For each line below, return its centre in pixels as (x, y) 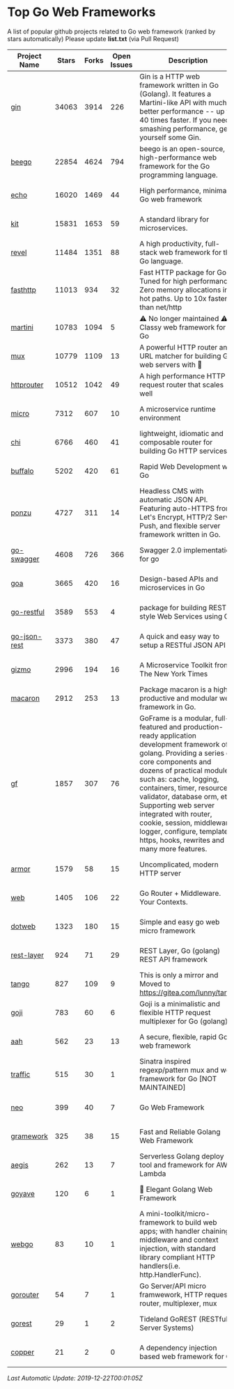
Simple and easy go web (179, 922)
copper (23, 1352)
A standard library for (174, 219)
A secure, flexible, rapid (178, 1037)
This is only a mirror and (179, 975)
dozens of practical (171, 770)
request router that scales (181, 385)
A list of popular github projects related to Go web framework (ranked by (111, 31)
